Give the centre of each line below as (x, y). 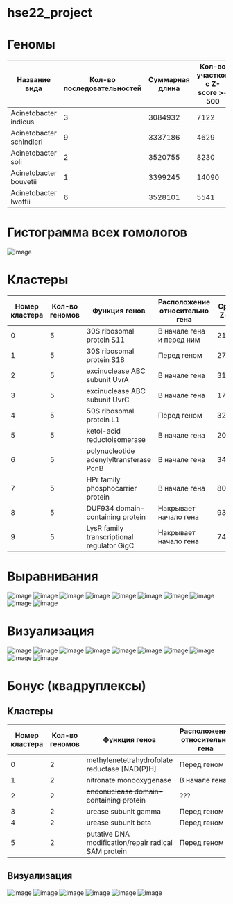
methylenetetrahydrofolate (130, 760)
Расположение (184, 302)
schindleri (27, 142)
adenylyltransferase (119, 460)
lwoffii (21, 202)
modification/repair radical (130, 842)
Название (34, 80)
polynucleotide (111, 451)
